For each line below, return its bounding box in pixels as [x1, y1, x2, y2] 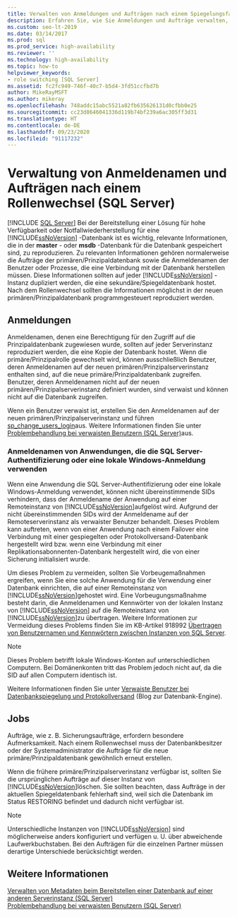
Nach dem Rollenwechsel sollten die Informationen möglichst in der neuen [7, 286, 224, 295]
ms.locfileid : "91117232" [7, 135, 83, 142]
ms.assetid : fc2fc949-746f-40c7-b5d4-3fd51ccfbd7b [7, 83, 159, 90]
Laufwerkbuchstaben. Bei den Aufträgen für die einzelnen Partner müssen [7, 840, 224, 849]
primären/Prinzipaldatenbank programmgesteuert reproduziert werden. [7, 293, 215, 302]
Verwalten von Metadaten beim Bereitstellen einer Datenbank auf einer [7, 886, 213, 894]
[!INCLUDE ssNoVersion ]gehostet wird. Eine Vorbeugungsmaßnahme [7, 591, 207, 600]
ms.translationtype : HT [7, 115, 78, 122]
